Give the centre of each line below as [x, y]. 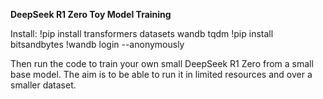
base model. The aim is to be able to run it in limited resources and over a [161, 74]
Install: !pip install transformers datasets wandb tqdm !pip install [142, 33]
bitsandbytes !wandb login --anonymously [97, 44]
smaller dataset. [43, 85]
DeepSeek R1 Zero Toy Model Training [91, 14]
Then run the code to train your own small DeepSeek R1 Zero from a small [162, 63]
